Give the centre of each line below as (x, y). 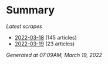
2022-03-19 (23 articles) (45, 44)
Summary (30, 10)
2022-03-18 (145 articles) (46, 37)
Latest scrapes (24, 26)
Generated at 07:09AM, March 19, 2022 (54, 55)
